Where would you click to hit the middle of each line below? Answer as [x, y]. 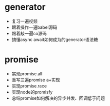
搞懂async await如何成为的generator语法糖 [55, 39]
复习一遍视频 [24, 21]
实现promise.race [29, 86]
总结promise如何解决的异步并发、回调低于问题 [58, 98]
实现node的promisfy [32, 92]
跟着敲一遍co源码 [29, 33]
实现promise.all [27, 74]
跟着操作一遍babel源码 [34, 27]
